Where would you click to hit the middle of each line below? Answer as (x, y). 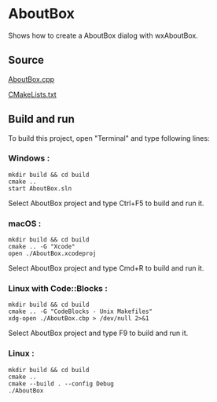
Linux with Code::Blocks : (58, 289)
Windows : (29, 158)
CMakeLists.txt (32, 94)
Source (26, 60)
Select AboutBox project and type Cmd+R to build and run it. (106, 268)
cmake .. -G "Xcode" (42, 247)
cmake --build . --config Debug (61, 384)
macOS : (25, 223)
